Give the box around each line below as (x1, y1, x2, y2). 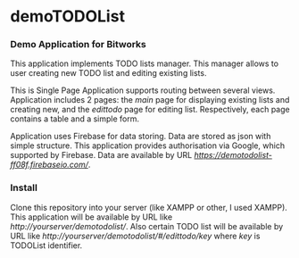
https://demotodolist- (194, 150, 273, 161)
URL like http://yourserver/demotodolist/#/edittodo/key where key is (10, 230, 261, 241)
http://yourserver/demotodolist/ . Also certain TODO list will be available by (10, 221, 284, 231)
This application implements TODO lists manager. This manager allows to (10, 58, 279, 69)
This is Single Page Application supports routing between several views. (10, 85, 276, 96)
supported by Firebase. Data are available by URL (10, 150, 193, 161)
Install (10, 181, 38, 194)
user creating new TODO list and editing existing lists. (10, 68, 207, 79)
